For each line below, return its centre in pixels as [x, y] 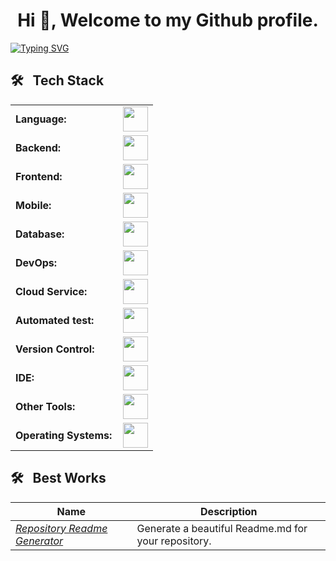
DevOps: [36, 262]
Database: [40, 234]
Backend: [38, 147]
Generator [39, 541]
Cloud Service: [51, 291]
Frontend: [39, 176]
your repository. [174, 541]
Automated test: [55, 320]
